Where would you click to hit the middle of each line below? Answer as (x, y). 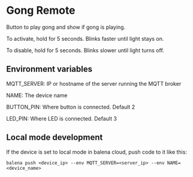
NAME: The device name (37, 95)
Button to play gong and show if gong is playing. (66, 27)
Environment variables (49, 69)
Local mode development (55, 138)
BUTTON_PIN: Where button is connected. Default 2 (71, 107)
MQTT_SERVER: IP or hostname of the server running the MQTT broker (94, 83)
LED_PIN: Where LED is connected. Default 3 (61, 118)
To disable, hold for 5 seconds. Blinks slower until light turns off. (85, 50)
